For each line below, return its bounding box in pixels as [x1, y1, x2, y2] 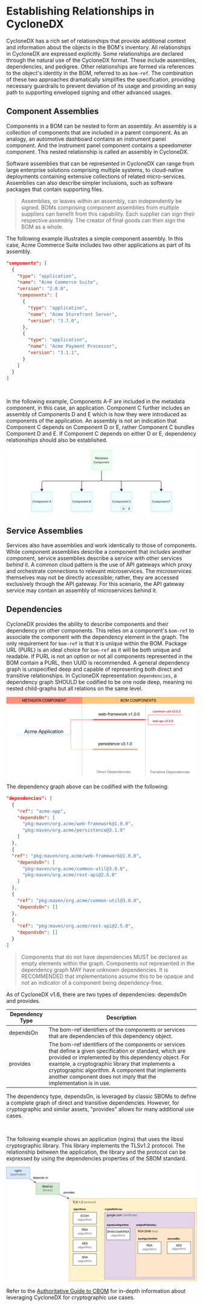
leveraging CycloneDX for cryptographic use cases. [6, 1294, 135, 1301]
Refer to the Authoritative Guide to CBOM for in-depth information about [6, 1287, 186, 1294]
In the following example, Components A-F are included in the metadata [6, 398, 185, 405]
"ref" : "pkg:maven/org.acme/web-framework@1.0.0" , [11, 853, 142, 859]
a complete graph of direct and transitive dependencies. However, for [6, 1099, 179, 1106]
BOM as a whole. [21, 223, 63, 230]
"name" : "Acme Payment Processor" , [28, 344, 118, 350]
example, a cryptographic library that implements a [48, 1060, 175, 1067]
